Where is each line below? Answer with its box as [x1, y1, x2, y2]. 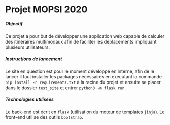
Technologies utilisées [5, 96, 54, 102]
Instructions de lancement [5, 56, 62, 62]
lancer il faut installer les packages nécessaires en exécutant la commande [5, 74, 162, 80]
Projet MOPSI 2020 [5, 4, 88, 15]
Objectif [5, 20, 23, 26]
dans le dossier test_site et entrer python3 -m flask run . [5, 85, 126, 91]
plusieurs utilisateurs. [5, 44, 50, 50]
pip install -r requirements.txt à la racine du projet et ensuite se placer [5, 79, 161, 86]
